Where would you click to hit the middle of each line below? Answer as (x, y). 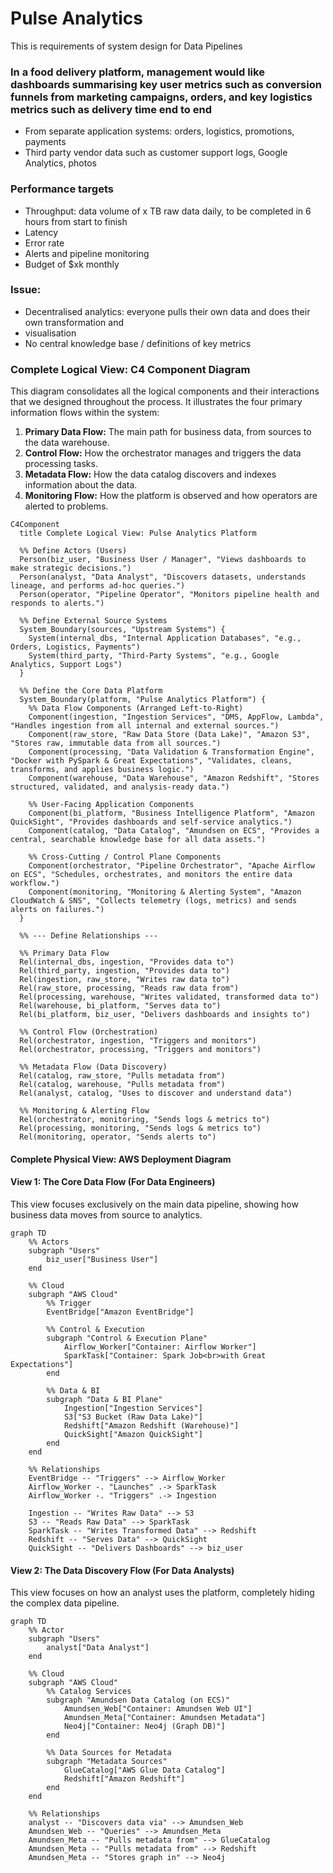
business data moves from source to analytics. (106, 1214)
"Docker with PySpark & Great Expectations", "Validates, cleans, (151, 761)
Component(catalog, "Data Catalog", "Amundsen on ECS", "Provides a (174, 831)
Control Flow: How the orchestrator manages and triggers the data (163, 453)
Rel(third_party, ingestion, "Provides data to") (124, 971)
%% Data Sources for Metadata (109, 1753)
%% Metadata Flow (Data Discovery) (93, 1067)
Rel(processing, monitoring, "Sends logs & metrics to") (140, 1128)
